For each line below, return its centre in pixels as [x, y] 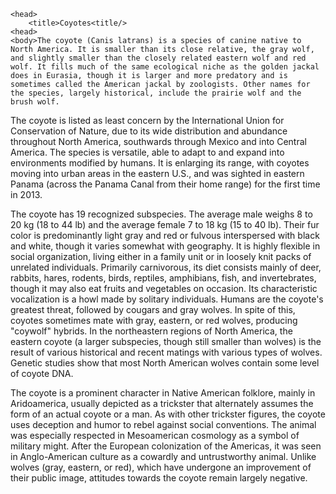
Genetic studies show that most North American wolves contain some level [165, 363]
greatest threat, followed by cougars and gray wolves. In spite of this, [153, 309]
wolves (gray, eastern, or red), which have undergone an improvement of [161, 467]
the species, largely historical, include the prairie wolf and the [156, 93]
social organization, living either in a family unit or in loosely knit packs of [161, 256]
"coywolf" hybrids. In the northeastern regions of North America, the [151, 331]
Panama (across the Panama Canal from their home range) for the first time [165, 184]
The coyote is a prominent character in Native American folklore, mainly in [163, 393]
